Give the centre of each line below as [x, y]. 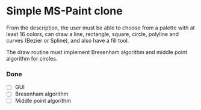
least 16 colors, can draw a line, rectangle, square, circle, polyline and [93, 34]
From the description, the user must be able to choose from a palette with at [100, 28]
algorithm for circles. [32, 58]
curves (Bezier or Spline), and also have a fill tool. [68, 40]
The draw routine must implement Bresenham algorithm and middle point [97, 52]
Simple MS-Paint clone [64, 11]
